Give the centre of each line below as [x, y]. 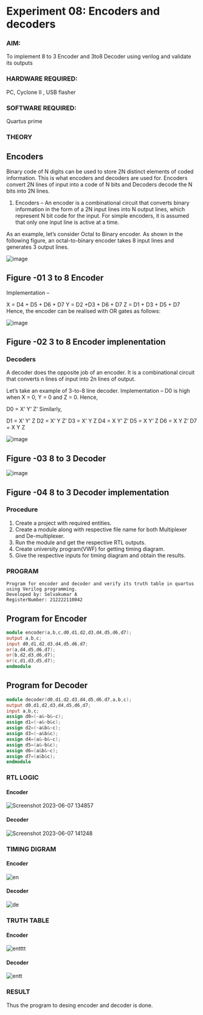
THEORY [19, 137]
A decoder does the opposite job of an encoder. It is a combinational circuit [101, 373]
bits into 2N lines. [28, 191]
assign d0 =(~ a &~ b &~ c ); [35, 717]
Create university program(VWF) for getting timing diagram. [90, 549]
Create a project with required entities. [63, 523]
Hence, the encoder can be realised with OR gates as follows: [84, 311]
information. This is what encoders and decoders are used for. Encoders [97, 178]
